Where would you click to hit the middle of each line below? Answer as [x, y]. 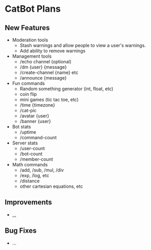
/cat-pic [28, 110]
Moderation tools [30, 40]
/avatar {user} [34, 116]
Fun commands [29, 83]
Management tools [32, 56]
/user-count [32, 148]
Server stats [25, 143]
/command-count [38, 137]
